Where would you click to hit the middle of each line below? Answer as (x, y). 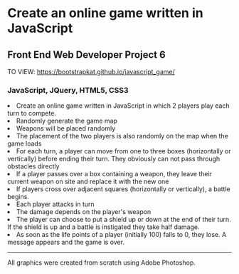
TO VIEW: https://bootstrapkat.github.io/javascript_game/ (91, 72)
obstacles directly (33, 166)
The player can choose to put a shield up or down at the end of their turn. (124, 220)
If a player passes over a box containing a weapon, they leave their (114, 174)
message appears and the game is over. (66, 242)
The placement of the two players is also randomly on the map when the (123, 136)
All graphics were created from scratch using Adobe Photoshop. (101, 263)
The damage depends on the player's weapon (84, 212)
